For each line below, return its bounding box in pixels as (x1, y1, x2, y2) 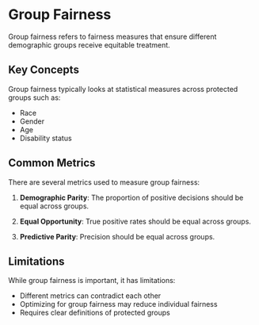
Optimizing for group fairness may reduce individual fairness (19, 300, 218, 309)
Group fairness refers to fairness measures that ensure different (8, 32, 217, 41)
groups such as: (8, 93, 61, 102)
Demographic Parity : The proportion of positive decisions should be (19, 193, 244, 202)
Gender (19, 117, 45, 126)
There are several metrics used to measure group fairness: (8, 177, 200, 187)
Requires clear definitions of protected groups (19, 308, 170, 318)
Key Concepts (8, 63, 79, 77)
